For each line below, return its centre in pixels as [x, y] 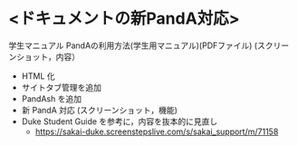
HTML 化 [38, 76]
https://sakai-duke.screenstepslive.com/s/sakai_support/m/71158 [157, 131]
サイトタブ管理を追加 [61, 87]
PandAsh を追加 [52, 98]
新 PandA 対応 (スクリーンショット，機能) [100, 110]
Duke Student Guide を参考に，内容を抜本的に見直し [120, 121]
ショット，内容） [48, 56]
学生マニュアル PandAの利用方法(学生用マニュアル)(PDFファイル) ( [133, 45]
